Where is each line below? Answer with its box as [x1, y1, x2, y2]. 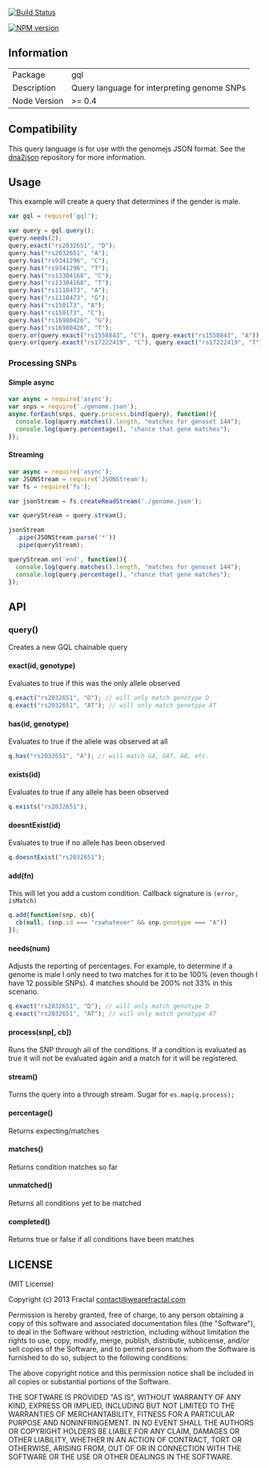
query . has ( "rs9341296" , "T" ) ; [8, 264, 110, 272]
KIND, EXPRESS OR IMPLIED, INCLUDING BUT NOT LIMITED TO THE [8, 1401, 235, 1411]
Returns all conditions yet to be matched [8, 1198, 142, 1208]
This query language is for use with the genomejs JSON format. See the [8, 144, 246, 153]
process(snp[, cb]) [8, 1027, 72, 1036]
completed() [8, 1216, 50, 1227]
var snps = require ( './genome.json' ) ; [8, 403, 138, 411]
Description [12, 82, 56, 93]
